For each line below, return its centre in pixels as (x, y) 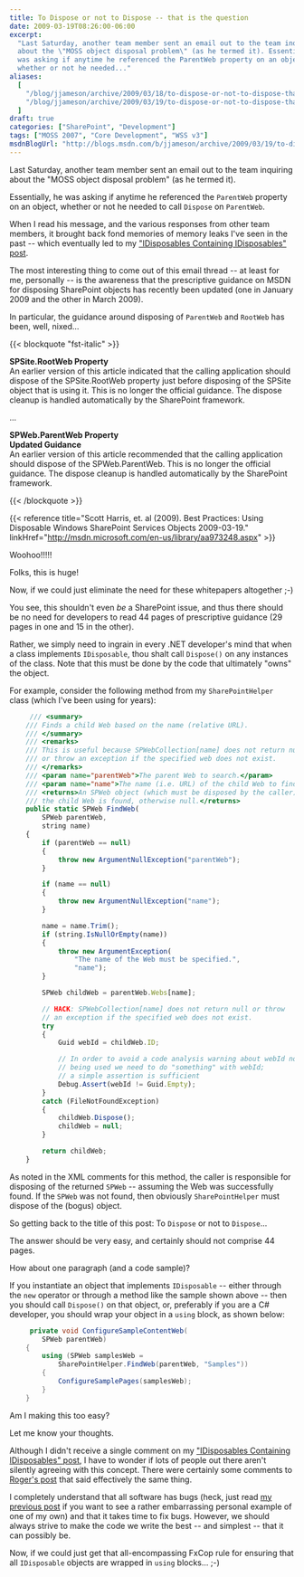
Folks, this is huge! (44, 572)
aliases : (26, 77)
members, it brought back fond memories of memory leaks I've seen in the (148, 233)
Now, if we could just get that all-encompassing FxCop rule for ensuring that (152, 1553)
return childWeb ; (74, 1151)
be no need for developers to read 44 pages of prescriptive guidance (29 (146, 617)
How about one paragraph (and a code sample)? (100, 1268)
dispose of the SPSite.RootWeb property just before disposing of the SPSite (150, 380)
